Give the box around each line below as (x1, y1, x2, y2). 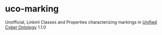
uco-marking (5, 3, 59, 14)
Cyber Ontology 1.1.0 (5, 24, 46, 30)
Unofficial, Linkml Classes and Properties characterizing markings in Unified (5, 19, 157, 25)
